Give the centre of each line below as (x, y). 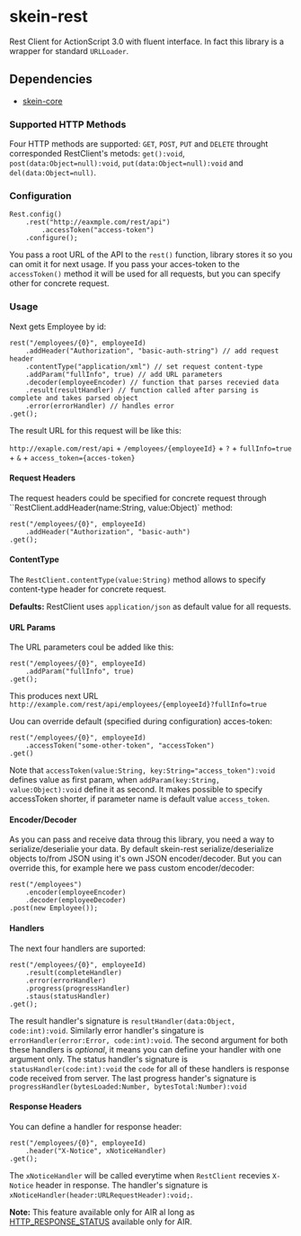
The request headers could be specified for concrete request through (138, 497)
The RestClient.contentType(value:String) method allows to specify (138, 580)
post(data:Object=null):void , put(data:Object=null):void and (127, 163)
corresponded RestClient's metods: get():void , (97, 154)
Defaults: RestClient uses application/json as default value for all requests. (150, 607)
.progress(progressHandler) (78, 988)
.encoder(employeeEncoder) (76, 892)
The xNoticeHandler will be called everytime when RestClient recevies (140, 1175)
